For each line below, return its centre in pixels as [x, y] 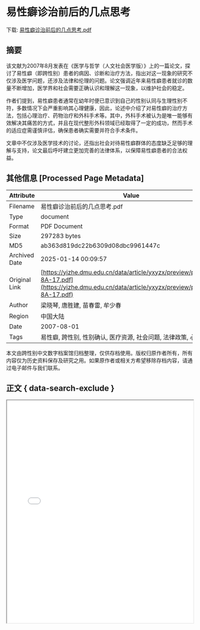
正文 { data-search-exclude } [60, 388]
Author [19, 305]
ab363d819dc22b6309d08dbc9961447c [101, 245]
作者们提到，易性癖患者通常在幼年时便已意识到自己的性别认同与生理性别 [94, 100]
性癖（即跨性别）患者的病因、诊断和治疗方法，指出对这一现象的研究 [104, 73]
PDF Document [62, 226]
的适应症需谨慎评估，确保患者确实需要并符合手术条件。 [73, 130]
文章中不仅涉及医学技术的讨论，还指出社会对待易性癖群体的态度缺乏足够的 [97, 143]
